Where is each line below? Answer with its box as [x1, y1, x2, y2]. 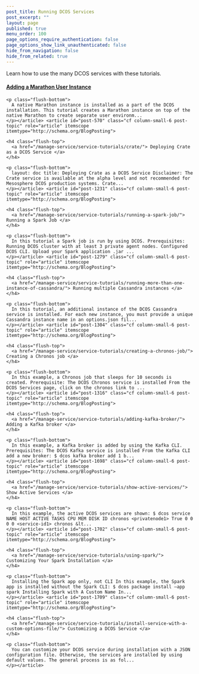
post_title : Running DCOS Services [6, 8, 95, 15]
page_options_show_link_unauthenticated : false [6, 42, 127, 48]
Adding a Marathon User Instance [6, 83, 91, 90]
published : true [6, 25, 46, 32]
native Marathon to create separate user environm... [6, 112, 143, 119]
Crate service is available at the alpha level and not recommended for [6, 175, 191, 181]
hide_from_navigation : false [6, 48, 79, 54]
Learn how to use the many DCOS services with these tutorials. [6, 69, 162, 77]
